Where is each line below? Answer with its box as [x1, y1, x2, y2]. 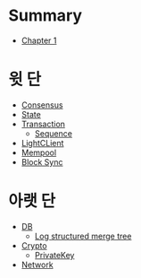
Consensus [21, 100, 63, 110]
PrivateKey [34, 249, 75, 260]
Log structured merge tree [34, 230, 132, 241]
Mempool [21, 147, 57, 158]
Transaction [21, 118, 66, 129]
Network [21, 259, 54, 270]
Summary [8, 5, 82, 26]
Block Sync [21, 156, 63, 167]
